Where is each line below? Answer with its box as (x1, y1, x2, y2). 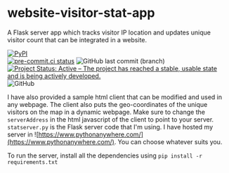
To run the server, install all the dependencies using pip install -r (7, 151, 202, 160)
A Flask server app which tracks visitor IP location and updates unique (7, 28, 211, 37)
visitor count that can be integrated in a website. (7, 35, 148, 44)
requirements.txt (7, 158, 58, 166)
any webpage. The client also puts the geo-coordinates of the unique (7, 100, 208, 108)
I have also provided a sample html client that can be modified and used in (7, 93, 223, 101)
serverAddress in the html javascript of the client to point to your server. (7, 115, 214, 124)
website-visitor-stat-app (7, 5, 155, 21)
